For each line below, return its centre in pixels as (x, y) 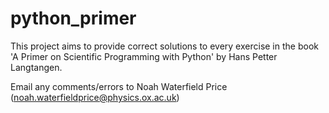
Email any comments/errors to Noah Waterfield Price (119, 86)
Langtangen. (36, 67)
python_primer (73, 18)
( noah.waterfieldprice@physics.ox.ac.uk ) (95, 97)
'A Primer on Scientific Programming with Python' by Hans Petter (144, 56)
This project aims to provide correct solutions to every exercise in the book (164, 46)
